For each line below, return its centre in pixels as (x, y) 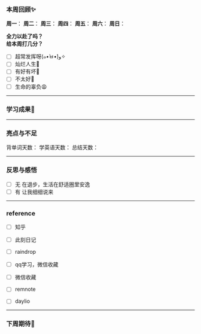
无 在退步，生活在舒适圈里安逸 (52, 184)
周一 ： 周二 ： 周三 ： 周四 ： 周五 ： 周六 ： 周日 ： (66, 24)
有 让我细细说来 (34, 192)
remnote (25, 289)
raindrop (25, 252)
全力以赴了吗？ (25, 37)
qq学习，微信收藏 (36, 265)
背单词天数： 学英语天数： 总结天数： (52, 147)
